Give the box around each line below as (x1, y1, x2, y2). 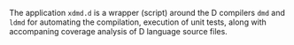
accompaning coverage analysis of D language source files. (9, 26, 228, 36)
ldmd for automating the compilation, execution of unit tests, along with (9, 17, 267, 27)
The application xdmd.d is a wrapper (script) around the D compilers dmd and (9, 8, 286, 18)
